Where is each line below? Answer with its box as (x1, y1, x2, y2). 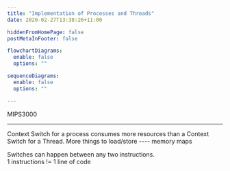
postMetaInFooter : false (7, 35, 78, 42)
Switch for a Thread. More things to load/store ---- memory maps (7, 137, 193, 145)
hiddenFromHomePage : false (7, 29, 84, 36)
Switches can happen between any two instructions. (7, 150, 155, 158)
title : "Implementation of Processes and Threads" (7, 10, 155, 17)
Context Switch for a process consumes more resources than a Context (7, 129, 209, 137)
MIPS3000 (7, 110, 38, 118)
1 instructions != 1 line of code (7, 157, 91, 166)
